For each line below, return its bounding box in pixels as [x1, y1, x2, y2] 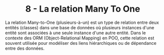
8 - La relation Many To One [25, 3, 140, 15]
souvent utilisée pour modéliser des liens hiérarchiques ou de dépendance [5, 40, 157, 46]
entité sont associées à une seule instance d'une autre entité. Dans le [5, 30, 146, 36]
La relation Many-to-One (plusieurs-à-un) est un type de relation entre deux [5, 19, 159, 25]
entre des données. [5, 45, 45, 51]
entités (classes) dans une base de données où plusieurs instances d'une [5, 24, 154, 30]
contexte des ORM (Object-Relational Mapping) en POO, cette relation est [5, 35, 154, 41]
